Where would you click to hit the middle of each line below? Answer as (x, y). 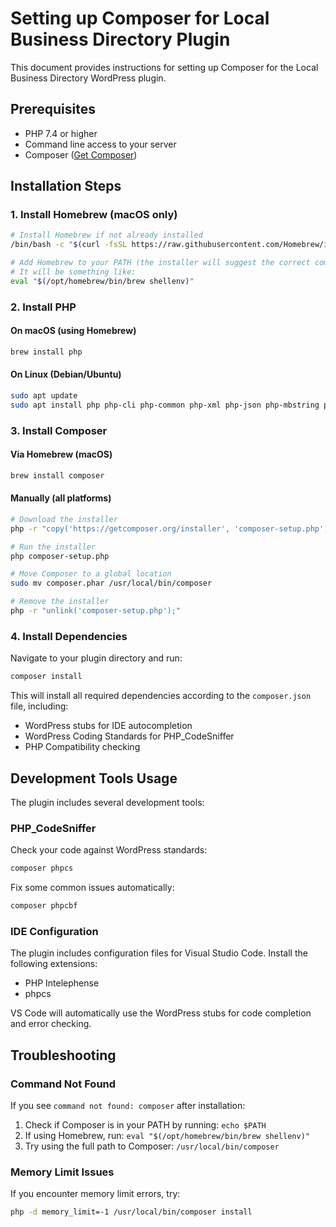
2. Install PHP (43, 307)
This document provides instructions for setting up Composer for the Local (164, 67)
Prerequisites (53, 109)
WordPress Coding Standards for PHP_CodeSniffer (129, 736)
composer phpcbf (44, 906)
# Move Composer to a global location (91, 574)
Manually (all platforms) (61, 498)
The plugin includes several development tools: (107, 802)
